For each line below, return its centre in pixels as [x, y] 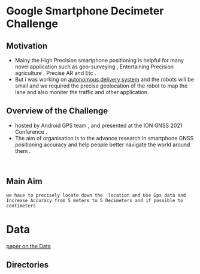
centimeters [21, 206]
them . [23, 150]
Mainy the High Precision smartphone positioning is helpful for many [99, 60]
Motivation [27, 46]
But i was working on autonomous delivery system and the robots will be [104, 79]
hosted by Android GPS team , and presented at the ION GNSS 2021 [99, 125]
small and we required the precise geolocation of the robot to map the [101, 86]
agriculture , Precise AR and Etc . [55, 73]
